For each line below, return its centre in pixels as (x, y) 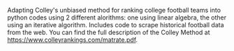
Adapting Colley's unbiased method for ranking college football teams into (114, 10)
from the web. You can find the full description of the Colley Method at (109, 32)
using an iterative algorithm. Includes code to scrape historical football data (116, 25)
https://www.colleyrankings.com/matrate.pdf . (73, 40)
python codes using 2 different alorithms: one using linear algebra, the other (117, 17)
